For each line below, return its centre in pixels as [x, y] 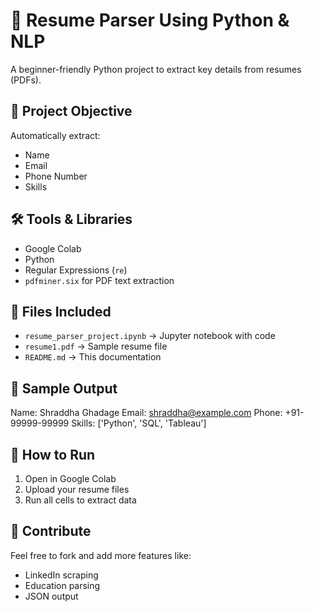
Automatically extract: [55, 135]
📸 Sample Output [64, 388]
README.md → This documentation [93, 357]
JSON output [51, 596]
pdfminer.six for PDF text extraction [99, 280]
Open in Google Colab [70, 478]
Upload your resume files [77, 489]
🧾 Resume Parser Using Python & [150, 20]
